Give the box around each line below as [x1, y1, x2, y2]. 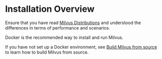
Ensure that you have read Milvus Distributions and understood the [5, 20, 141, 26]
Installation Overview [5, 3, 95, 15]
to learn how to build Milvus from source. [5, 49, 89, 55]
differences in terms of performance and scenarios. [5, 25, 110, 30]
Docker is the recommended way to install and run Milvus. [5, 34, 123, 40]
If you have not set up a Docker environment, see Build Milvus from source [5, 44, 157, 50]
